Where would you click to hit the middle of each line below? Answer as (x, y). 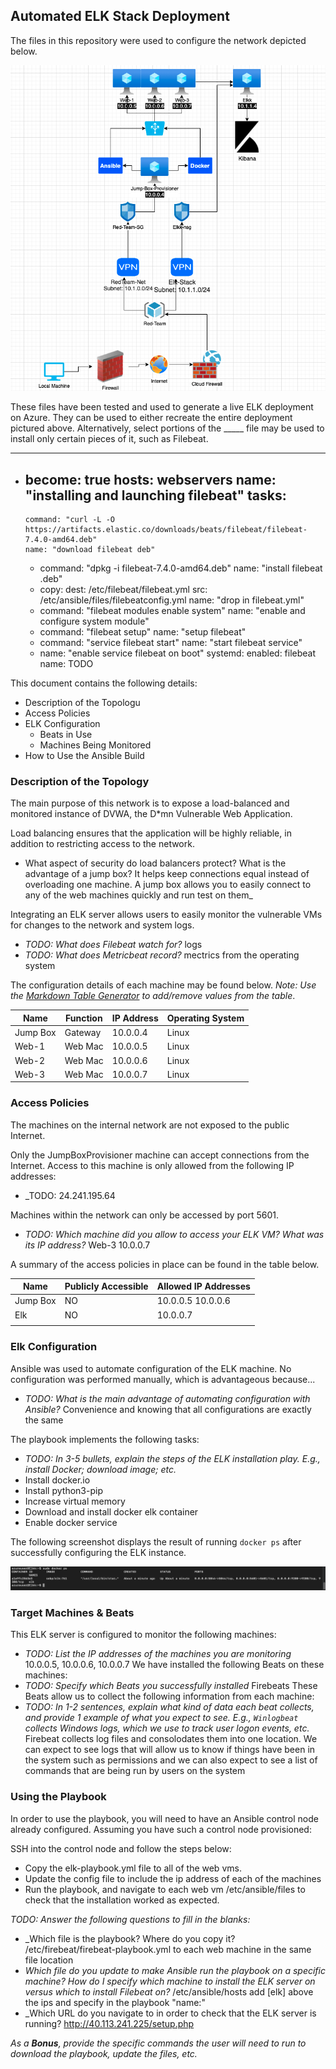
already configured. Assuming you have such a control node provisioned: (161, 1829)
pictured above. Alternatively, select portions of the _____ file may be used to (167, 428)
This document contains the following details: (104, 683)
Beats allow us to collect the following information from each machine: (169, 1696)
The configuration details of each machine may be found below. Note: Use (163, 985)
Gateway (83, 1033)
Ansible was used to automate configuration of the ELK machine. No (151, 1368)
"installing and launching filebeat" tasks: (155, 495)
